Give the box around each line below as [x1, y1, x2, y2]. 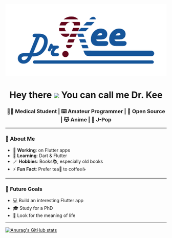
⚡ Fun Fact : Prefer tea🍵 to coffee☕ [12, 166, 86, 172]
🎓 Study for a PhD [12, 205, 53, 211]
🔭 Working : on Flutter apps [12, 147, 71, 153]
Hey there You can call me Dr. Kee [9, 89, 163, 101]
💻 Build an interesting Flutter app [12, 198, 83, 203]
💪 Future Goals [5, 185, 42, 192]
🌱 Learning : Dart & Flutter [12, 153, 68, 159]
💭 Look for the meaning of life [12, 212, 76, 219]
